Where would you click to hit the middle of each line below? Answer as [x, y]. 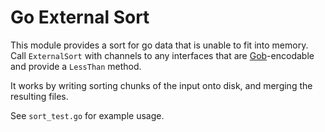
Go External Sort [80, 17]
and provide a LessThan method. [76, 66]
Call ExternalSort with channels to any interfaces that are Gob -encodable [162, 55]
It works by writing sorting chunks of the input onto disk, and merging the [161, 85]
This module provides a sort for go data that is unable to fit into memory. [159, 45]
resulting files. [39, 96]
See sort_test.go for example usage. [87, 115]
